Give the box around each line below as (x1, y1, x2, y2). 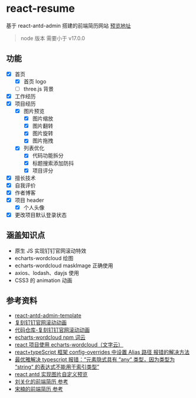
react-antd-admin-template (14, 312, 81, 319)
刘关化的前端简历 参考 (14, 378, 68, 385)
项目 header (14, 196, 44, 203)
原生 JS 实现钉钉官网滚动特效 (14, 247, 87, 254)
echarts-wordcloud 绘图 (14, 254, 74, 261)
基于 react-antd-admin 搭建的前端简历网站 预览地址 (6, 22, 131, 29)
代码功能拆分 (32, 152, 64, 159)
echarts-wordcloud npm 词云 (14, 334, 86, 341)
